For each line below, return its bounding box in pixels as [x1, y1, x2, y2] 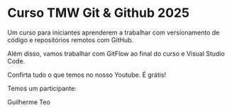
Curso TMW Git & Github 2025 [7, 5, 190, 21]
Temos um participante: [7, 84, 77, 92]
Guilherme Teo [7, 97, 51, 106]
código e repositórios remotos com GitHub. [7, 35, 133, 44]
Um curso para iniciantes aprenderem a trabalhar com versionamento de [7, 28, 220, 37]
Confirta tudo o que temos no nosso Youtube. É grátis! [7, 70, 167, 79]
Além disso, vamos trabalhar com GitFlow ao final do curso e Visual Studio [7, 49, 225, 58]
